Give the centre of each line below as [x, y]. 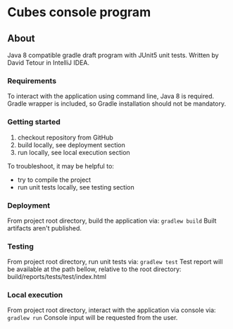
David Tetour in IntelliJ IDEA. [49, 63]
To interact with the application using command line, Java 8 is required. [111, 97]
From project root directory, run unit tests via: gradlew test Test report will [115, 262]
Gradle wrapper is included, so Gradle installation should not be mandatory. [117, 104]
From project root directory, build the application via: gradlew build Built [112, 221]
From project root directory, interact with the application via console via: [112, 310]
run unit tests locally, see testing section [76, 187]
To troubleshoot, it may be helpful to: [61, 166]
